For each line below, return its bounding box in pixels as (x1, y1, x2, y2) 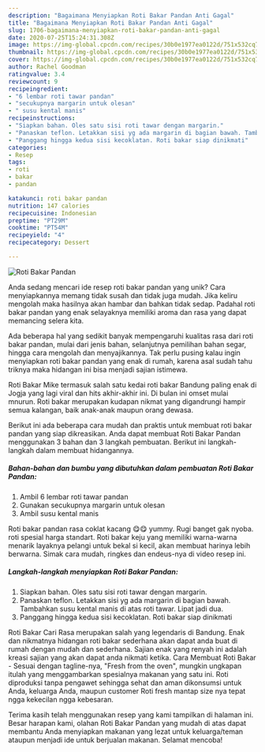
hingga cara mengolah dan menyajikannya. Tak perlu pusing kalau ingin (8, 348, 241, 357)
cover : (8, 56, 30, 64)
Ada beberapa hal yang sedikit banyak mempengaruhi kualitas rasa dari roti (8, 331, 254, 340)
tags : (8, 159, 26, 166)
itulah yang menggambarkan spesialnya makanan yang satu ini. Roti (8, 669, 229, 679)
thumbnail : (8, 48, 44, 56)
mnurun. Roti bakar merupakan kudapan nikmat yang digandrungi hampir (8, 396, 246, 406)
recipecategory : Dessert (8, 238, 90, 247)
